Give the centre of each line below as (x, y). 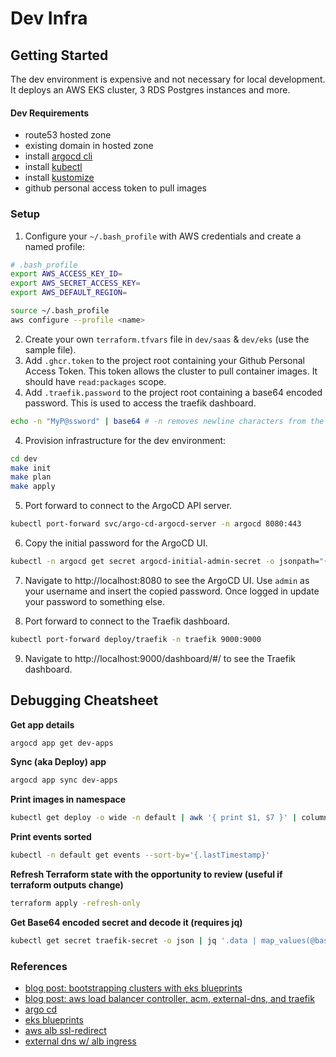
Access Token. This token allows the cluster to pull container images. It (171, 371)
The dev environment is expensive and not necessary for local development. (168, 79)
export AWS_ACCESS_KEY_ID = (66, 274)
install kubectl (53, 167)
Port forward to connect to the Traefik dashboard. (127, 621)
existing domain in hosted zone (89, 146)
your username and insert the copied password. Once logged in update (172, 591)
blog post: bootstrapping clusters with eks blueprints (133, 988)
